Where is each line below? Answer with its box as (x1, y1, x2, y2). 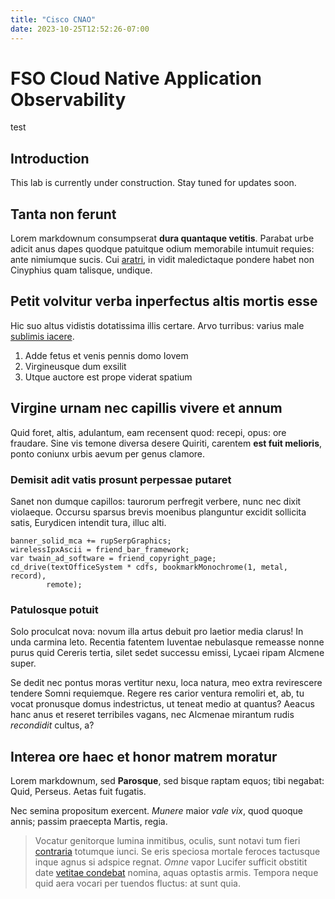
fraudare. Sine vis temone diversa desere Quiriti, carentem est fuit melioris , (10, 437, 323, 449)
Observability (10, 88, 127, 111)
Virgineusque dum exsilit (24, 360, 127, 372)
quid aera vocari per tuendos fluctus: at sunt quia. (34, 877, 241, 890)
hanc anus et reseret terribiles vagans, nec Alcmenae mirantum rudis (10, 709, 295, 721)
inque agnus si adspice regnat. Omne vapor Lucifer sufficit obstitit (34, 856, 308, 868)
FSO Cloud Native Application (10, 67, 263, 90)
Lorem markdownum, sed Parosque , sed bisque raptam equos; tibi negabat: (10, 775, 325, 787)
